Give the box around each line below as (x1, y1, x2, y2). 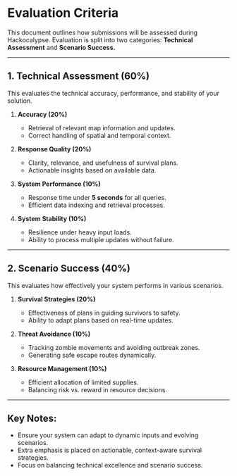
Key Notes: (7, 412, 57, 424)
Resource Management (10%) (17, 364, 107, 372)
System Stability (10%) (17, 214, 87, 223)
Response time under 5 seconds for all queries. (28, 193, 167, 201)
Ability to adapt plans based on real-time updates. (28, 315, 174, 325)
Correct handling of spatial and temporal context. (28, 131, 171, 139)
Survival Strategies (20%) (17, 294, 96, 303)
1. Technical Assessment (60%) (7, 70, 150, 82)
